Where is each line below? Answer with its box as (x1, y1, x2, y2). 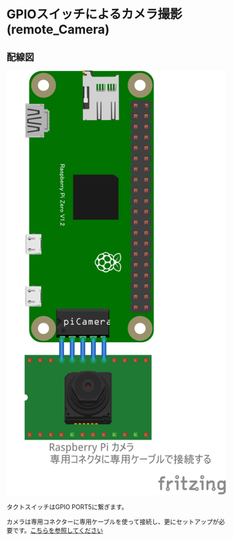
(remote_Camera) (6, 22, 110, 38)
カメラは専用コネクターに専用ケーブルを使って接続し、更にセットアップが (6, 517, 219, 526)
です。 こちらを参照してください (12, 526, 104, 534)
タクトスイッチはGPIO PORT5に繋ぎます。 (6, 503, 128, 511)
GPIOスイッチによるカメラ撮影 (6, 6, 182, 22)
